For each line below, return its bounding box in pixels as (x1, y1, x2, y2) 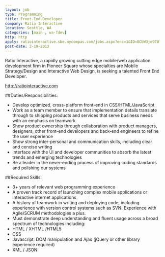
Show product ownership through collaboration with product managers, (12, 123, 157, 129)
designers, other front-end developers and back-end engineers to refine (12, 128, 159, 134)
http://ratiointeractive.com (5, 82, 58, 89)
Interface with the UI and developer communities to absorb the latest (12, 149, 152, 155)
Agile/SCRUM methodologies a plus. (12, 210, 86, 216)
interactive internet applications (12, 194, 77, 200)
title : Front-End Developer (5, 16, 63, 21)
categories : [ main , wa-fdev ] (5, 30, 67, 35)
